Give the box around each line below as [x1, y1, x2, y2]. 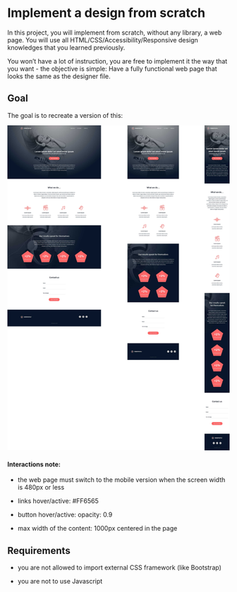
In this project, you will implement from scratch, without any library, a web [7, 28, 222, 37]
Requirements [7, 545, 71, 557]
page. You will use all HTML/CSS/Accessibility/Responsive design [7, 35, 199, 44]
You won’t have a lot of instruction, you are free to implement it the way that [7, 56, 228, 65]
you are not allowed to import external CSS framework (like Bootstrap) [17, 563, 222, 572]
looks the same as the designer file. [7, 72, 111, 80]
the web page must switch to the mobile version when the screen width [17, 476, 226, 484]
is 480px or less [17, 483, 65, 492]
